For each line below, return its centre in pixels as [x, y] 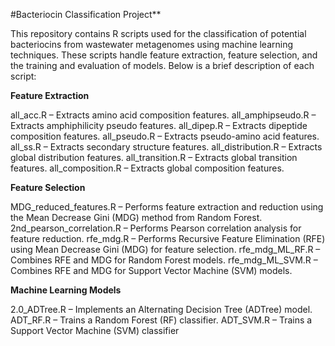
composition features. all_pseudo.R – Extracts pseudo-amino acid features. [165, 136]
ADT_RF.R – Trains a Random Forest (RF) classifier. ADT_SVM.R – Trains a [161, 320]
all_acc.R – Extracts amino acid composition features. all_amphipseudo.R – [163, 115]
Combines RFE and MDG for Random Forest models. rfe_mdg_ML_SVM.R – [164, 260]
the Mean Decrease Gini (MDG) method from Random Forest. [136, 217]
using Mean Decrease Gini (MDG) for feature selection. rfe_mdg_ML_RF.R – [165, 249]
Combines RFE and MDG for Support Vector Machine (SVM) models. [151, 270]
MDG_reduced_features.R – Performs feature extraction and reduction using [167, 207]
